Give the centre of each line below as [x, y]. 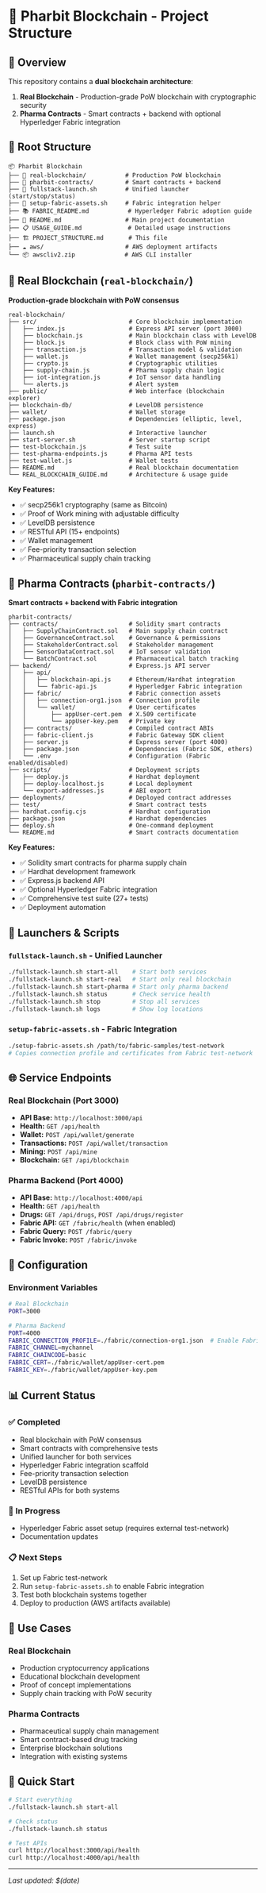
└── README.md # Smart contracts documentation [123, 833]
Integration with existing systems [74, 1756]
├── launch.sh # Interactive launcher [108, 433]
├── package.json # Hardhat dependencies [108, 819]
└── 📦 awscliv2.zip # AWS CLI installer [100, 254]
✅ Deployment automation [63, 908]
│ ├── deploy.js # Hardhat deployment [104, 777]
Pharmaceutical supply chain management [89, 1731]
